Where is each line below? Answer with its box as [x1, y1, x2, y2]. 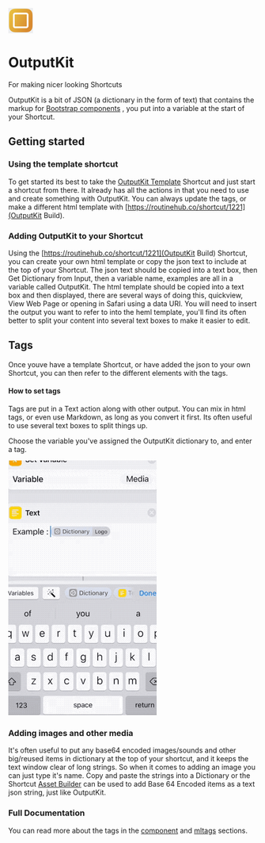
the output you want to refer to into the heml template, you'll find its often [8, 307, 247, 316]
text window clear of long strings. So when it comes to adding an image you [8, 762, 256, 772]
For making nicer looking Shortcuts [8, 79, 123, 89]
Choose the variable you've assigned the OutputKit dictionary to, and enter [8, 436, 252, 446]
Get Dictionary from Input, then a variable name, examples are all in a [8, 274, 233, 283]
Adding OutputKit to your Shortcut [8, 230, 144, 241]
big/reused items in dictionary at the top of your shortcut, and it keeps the [8, 754, 249, 764]
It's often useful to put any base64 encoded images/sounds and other [8, 745, 237, 755]
